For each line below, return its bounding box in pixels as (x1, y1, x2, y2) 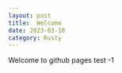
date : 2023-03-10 (8, 26, 66, 34)
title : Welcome (8, 19, 62, 27)
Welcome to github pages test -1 (8, 56, 115, 65)
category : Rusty (8, 33, 62, 42)
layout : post (8, 11, 51, 20)
